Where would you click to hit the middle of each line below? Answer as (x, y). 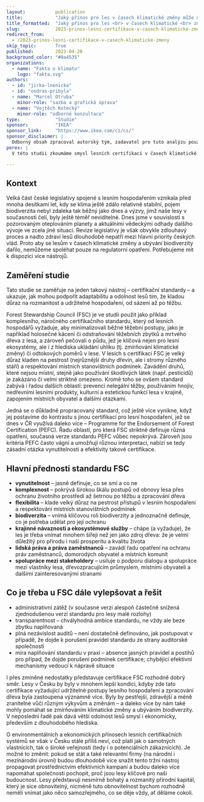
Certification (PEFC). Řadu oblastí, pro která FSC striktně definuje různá (96, 430)
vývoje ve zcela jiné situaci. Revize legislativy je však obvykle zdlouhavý (97, 230)
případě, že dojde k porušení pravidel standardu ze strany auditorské (101, 640)
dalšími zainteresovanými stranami (58, 573)
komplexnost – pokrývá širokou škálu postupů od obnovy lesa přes (99, 489)
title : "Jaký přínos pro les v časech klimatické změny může (100, 18)
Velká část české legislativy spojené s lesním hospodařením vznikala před (99, 198)
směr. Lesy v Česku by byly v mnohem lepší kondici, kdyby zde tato (91, 684)
